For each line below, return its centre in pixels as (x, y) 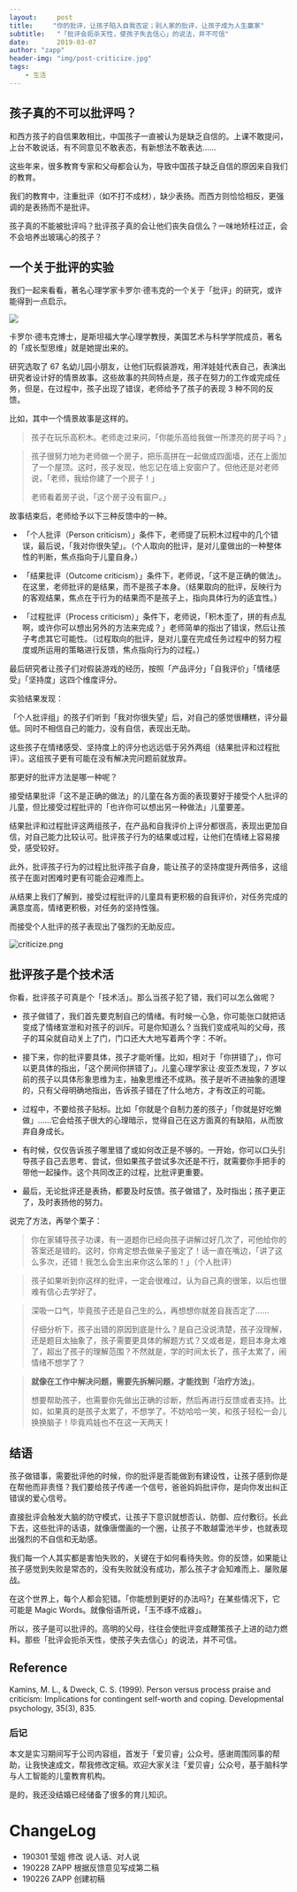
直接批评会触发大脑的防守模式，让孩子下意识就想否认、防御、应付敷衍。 (141, 1517)
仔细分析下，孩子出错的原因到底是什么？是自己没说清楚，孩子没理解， (159, 1330)
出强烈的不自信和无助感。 (56, 1539)
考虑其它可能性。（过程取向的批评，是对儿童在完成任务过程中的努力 (152, 639)
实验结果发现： (36, 699)
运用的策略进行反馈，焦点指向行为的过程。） (125, 650)
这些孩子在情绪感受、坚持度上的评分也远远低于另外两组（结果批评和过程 (141, 747)
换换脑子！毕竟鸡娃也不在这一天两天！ (100, 1423)
